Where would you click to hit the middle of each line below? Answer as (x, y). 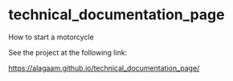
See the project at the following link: (68, 52)
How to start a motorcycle (51, 37)
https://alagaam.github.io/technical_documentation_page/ (104, 68)
